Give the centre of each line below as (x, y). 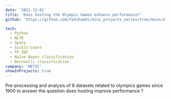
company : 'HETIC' (24, 67)
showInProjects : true (28, 71)
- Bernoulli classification (40, 61)
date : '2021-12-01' (26, 10)
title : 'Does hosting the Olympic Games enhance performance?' (74, 15)
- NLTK (17, 38)
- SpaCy (18, 43)
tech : (11, 28)
